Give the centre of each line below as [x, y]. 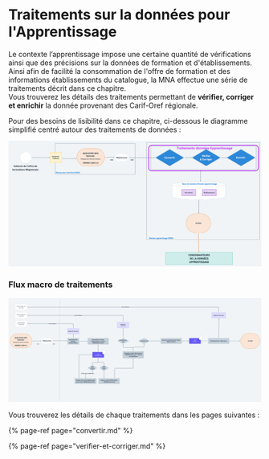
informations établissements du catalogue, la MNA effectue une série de [128, 80]
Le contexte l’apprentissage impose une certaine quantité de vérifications [130, 54]
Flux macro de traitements [61, 285]
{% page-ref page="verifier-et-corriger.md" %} [87, 446]
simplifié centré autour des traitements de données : [95, 129]
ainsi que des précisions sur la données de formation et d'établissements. [130, 63]
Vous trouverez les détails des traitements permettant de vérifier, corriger [131, 96]
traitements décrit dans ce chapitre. [67, 88]
